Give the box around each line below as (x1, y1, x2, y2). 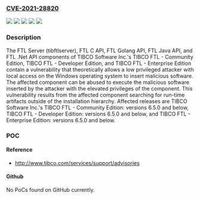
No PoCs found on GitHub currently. (6, 186, 95, 193)
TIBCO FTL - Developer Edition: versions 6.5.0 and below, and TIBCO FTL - (6, 110, 191, 117)
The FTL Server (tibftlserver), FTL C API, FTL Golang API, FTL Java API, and (6, 46, 193, 54)
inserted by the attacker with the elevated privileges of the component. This (6, 85, 193, 92)
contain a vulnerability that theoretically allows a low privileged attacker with (6, 66, 194, 73)
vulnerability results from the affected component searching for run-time (6, 91, 185, 98)
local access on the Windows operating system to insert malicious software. (6, 72, 193, 79)
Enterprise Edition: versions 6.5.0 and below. (6, 116, 116, 123)
